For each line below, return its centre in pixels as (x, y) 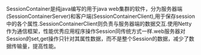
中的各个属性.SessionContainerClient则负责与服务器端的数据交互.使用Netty (99, 24)
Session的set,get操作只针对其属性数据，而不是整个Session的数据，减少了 (98, 39)
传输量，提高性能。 (35, 46)
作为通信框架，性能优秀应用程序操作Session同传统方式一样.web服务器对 (96, 31)
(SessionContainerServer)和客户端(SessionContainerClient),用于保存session (101, 16)
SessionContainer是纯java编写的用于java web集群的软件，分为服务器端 (94, 9)
